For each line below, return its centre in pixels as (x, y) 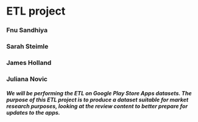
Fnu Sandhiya (27, 30)
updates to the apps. (33, 113)
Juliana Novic (27, 79)
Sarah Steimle (27, 47)
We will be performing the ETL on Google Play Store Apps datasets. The (99, 93)
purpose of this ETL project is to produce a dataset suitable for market (97, 100)
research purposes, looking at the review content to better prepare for (97, 106)
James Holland (29, 63)
